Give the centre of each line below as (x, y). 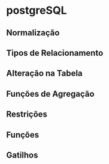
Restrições (27, 114)
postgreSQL (37, 11)
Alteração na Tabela (44, 74)
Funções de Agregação (50, 94)
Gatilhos (22, 155)
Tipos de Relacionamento (55, 53)
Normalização (33, 33)
